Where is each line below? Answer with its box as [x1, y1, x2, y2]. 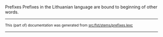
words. [5, 9, 19, 15]
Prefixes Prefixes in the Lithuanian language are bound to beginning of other [5, 4, 158, 10]
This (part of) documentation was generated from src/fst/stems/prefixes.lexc [5, 23, 133, 28]
